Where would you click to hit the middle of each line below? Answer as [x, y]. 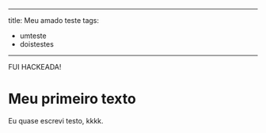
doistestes [36, 44]
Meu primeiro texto [72, 99]
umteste [33, 36]
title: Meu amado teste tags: [54, 20]
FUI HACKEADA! [35, 67]
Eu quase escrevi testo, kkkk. [56, 120]
